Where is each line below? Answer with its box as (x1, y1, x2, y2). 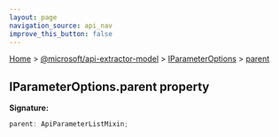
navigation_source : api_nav (9, 21, 113, 30)
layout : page (9, 12, 58, 22)
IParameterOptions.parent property (9, 79, 210, 94)
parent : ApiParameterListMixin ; (9, 120, 128, 129)
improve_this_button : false (9, 29, 113, 38)
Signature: (9, 103, 49, 113)
